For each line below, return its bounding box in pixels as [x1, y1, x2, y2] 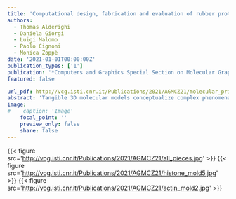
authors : [7, 17, 33, 24]
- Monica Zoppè [13, 50, 58, 57]
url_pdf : [7, 88, 33, 95]
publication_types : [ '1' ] [7, 62, 83, 69]
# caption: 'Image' [7, 108, 74, 115]
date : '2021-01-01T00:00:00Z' [7, 56, 96, 63]
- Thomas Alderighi [13, 23, 71, 30]
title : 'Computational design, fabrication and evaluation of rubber [7, 10, 216, 18]
